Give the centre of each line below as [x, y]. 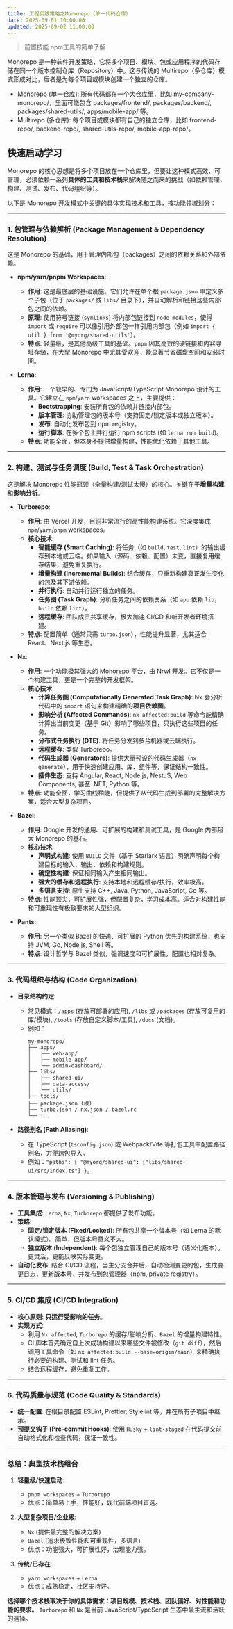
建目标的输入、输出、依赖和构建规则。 [93, 864]
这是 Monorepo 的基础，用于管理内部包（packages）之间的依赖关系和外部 [113, 254]
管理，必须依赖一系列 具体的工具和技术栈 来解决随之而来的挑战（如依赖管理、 [116, 180]
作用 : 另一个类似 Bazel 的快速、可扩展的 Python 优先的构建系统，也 [123, 936]
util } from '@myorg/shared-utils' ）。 [84, 335]
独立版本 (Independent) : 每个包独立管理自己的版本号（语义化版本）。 [126, 1248]
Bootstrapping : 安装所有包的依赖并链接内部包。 [106, 407]
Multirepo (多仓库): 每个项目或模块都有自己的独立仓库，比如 [103, 120]
